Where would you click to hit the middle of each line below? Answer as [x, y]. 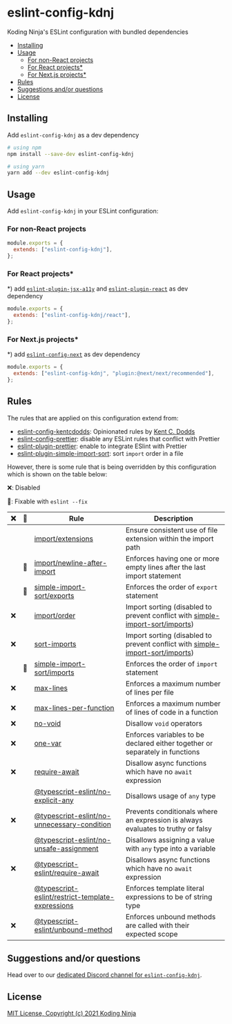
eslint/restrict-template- [75, 897]
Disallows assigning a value [170, 840]
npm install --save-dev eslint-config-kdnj [71, 154]
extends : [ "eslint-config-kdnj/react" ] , [72, 316]
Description [173, 518]
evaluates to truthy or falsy [169, 829]
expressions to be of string [169, 897]
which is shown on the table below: [57, 474]
